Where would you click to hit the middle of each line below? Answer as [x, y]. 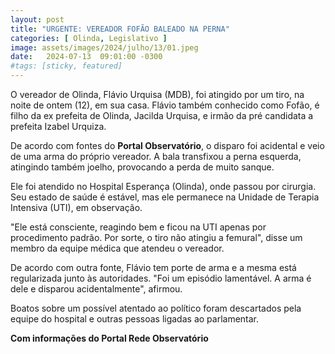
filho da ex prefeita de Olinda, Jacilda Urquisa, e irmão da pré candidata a [162, 115]
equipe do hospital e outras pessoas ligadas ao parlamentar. [135, 319]
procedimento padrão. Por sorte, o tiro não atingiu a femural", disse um [156, 237]
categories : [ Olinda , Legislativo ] [89, 38]
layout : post [37, 19]
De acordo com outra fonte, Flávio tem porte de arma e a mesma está [153, 267]
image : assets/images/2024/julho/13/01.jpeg [104, 47]
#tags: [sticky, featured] [66, 66]
